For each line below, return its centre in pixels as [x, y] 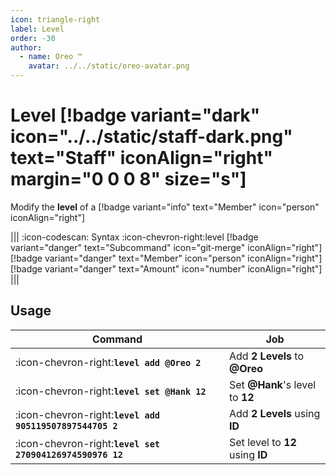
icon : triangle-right [55, 19]
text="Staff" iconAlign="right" [141, 158]
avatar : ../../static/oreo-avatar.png [109, 66]
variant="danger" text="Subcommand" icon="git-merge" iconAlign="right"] [166, 247]
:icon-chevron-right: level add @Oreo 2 [108, 362]
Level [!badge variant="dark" [135, 115]
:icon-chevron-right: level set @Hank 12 [111, 391]
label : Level [37, 29]
